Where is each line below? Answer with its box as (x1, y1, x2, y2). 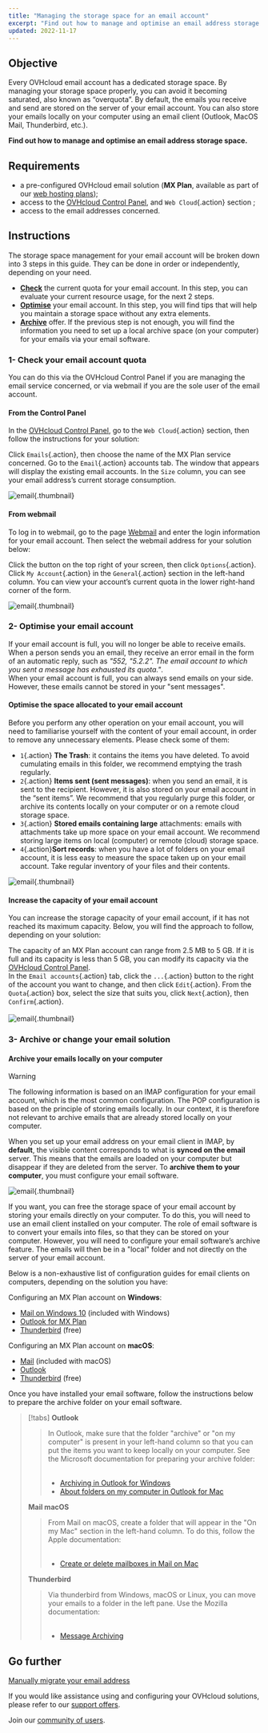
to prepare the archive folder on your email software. (8, 1398, 182, 1407)
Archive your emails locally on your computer (8, 1053, 163, 1063)
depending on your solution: (8, 930, 102, 940)
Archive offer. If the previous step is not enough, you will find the (19, 317, 235, 327)
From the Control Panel (8, 408, 86, 417)
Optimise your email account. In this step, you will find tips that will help (19, 300, 258, 310)
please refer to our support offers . (8, 1700, 121, 1710)
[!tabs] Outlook (27, 1413, 79, 1423)
